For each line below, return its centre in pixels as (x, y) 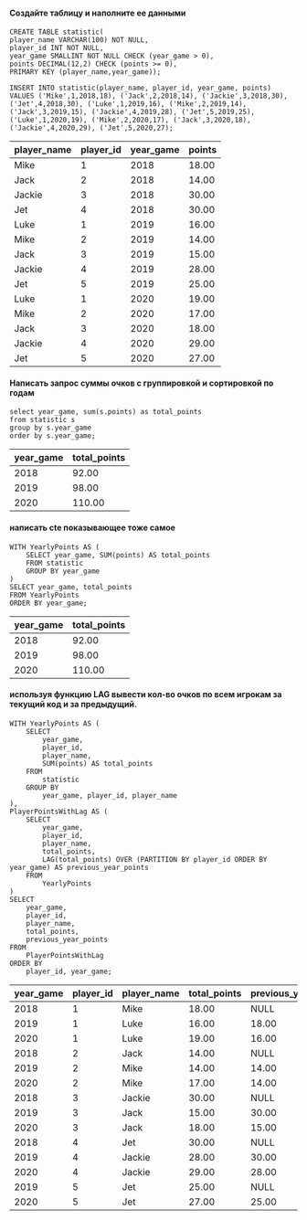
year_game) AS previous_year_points (79, 867)
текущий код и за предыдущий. (73, 705)
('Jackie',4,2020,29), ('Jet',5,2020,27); (91, 128)
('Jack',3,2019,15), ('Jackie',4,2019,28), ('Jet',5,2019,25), (132, 112)
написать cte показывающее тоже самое (93, 527)
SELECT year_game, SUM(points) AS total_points (118, 555)
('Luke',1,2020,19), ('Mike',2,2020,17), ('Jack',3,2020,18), (130, 120)
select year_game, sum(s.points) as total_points (106, 412)
